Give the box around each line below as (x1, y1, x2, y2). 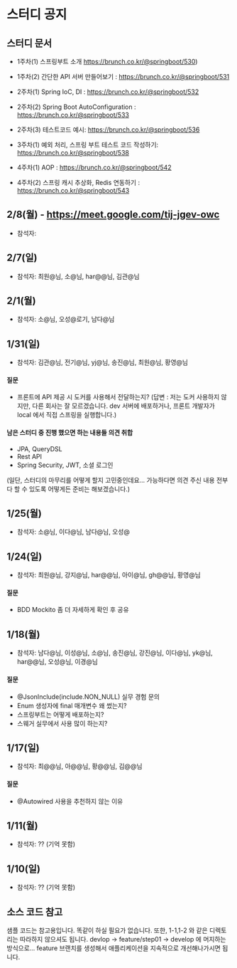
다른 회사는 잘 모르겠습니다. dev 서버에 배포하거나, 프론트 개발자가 (32, 401, 216, 410)
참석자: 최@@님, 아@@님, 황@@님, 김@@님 (16, 762, 143, 771)
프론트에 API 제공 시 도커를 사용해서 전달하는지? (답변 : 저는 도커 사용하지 (16, 393, 220, 401)
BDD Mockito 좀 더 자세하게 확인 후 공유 (16, 606, 129, 614)
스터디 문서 (6, 37, 53, 49)
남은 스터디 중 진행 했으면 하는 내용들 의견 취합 (6, 428, 133, 437)
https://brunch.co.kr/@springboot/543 (16, 186, 130, 194)
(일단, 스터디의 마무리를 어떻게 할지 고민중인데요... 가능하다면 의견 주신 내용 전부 (6, 475, 228, 484)
